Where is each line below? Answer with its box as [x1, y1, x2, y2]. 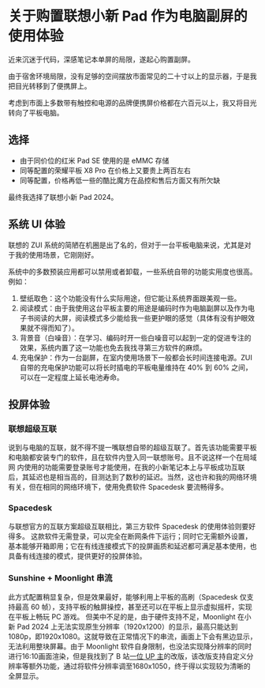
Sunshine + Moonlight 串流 [8, 573, 113, 584]
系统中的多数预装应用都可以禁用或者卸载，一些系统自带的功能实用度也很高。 [8, 266, 257, 276]
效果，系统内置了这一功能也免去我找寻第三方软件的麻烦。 [19, 343, 207, 352]
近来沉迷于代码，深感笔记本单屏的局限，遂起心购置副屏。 [8, 55, 195, 64]
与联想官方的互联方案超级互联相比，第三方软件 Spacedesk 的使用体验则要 [8, 521, 249, 531]
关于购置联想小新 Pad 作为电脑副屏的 [8, 7, 248, 25]
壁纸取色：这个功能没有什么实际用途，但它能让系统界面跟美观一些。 [19, 293, 241, 303]
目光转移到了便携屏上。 [14, 81, 91, 91]
